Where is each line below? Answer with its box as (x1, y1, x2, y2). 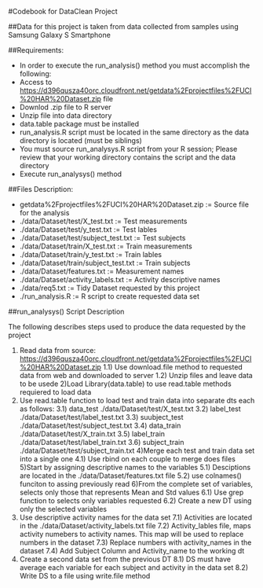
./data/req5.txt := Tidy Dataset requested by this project (19, 283, 200, 292)
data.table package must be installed (19, 119, 140, 128)
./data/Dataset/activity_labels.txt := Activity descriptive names (19, 275, 221, 284)
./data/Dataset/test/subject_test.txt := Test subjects (19, 233, 186, 242)
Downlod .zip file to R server (19, 102, 111, 112)
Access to (19, 78, 53, 86)
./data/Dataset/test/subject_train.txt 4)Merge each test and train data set (19, 446, 255, 455)
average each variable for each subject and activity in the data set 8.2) (19, 563, 249, 572)
